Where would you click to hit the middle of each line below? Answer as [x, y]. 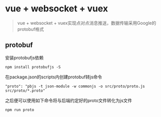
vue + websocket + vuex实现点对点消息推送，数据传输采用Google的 [87, 23]
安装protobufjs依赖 [24, 58]
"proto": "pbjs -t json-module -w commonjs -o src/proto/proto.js [75, 86]
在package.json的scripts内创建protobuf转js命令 [54, 77]
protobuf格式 [30, 29]
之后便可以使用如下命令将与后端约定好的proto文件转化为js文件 [69, 100]
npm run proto [20, 110]
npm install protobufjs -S [33, 67]
